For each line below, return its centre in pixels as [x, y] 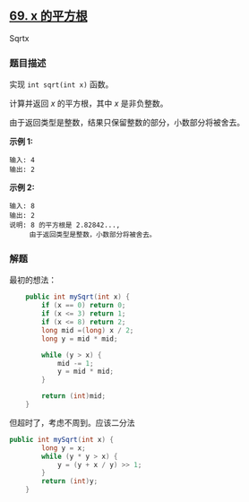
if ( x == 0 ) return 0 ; [84, 306]
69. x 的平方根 [48, 16]
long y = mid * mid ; [80, 339]
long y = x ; [64, 448]
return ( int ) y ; [70, 481]
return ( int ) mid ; [73, 396]
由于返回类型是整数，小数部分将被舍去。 [93, 235]
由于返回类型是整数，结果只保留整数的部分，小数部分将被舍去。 [127, 123]
